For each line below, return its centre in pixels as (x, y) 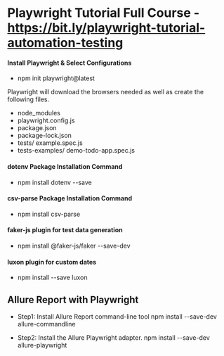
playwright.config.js (46, 120)
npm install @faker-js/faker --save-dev (74, 246)
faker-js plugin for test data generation (65, 230)
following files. (28, 99)
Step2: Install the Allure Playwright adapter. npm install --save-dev (114, 338)
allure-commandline (46, 324)
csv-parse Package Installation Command (70, 198)
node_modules (39, 113)
